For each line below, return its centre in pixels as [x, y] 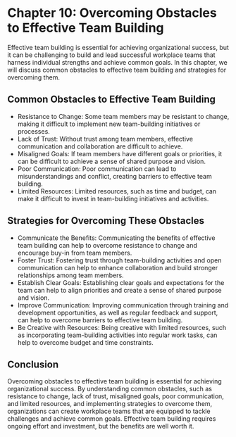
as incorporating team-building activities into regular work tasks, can [117, 335]
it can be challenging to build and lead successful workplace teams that [112, 55]
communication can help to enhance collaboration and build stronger [118, 267]
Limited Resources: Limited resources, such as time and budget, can [117, 191]
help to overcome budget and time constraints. [85, 342]
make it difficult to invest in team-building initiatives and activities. [113, 198]
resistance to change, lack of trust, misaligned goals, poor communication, [116, 396]
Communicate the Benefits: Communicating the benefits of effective [116, 238]
